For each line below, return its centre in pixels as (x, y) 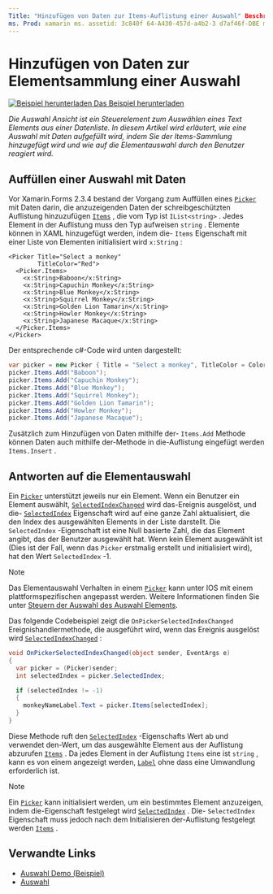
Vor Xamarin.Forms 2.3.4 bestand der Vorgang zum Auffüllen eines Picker (132, 199)
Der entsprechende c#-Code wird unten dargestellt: (95, 350)
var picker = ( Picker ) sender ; (67, 668)
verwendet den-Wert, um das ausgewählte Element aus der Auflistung (126, 744)
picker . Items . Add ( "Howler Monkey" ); (70, 410)
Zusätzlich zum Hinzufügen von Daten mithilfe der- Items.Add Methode (127, 434)
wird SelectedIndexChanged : (55, 638)
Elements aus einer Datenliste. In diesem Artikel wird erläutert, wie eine (128, 128)
